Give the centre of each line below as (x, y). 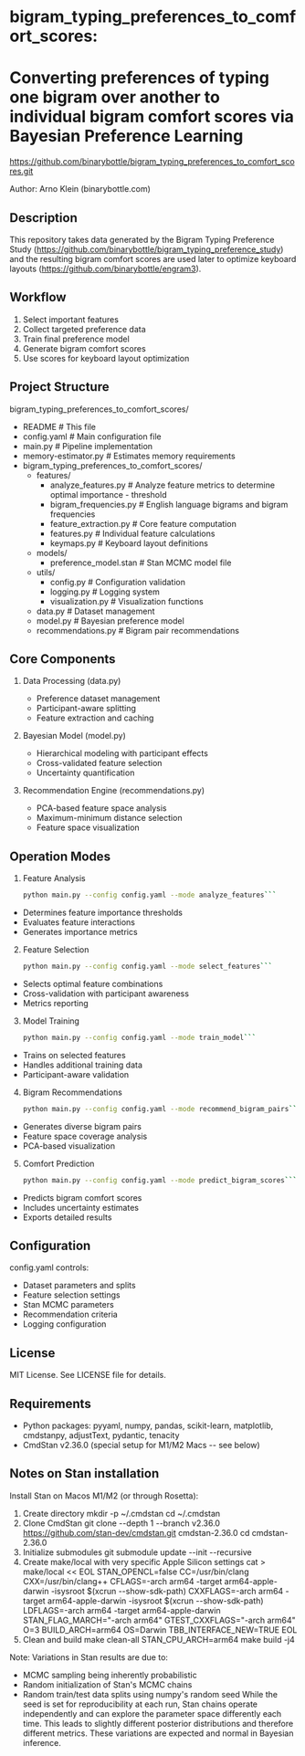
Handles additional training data (83, 1065)
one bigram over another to (115, 97)
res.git (21, 172)
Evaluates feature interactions (79, 922)
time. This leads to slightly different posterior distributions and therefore (158, 1723)
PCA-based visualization (69, 1146)
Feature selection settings (71, 1295)
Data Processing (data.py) (72, 681)
